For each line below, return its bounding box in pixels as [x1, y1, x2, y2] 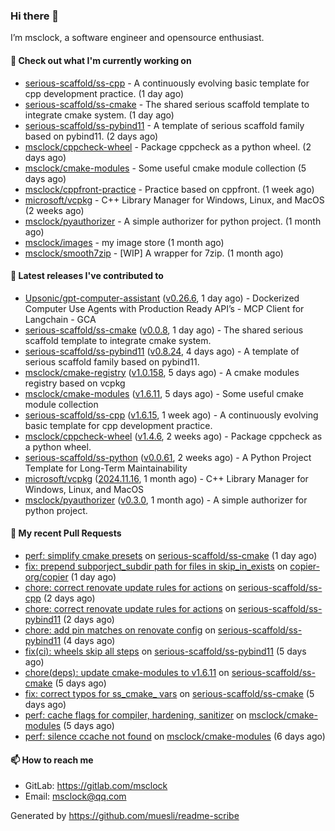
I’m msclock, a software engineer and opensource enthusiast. [10, 32, 265, 44]
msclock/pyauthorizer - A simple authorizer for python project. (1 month [24, 215, 322, 227]
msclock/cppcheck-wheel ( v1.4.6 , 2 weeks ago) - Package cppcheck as [24, 430, 323, 442]
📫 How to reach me [10, 754, 94, 766]
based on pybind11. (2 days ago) [24, 130, 159, 142]
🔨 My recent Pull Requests [10, 527, 122, 539]
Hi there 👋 [10, 9, 60, 23]
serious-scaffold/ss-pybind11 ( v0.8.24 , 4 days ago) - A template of [24, 345, 300, 357]
